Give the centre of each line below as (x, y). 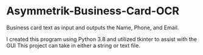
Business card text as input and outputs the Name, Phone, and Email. (93, 27)
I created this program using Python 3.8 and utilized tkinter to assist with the (102, 39)
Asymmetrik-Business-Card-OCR (93, 11)
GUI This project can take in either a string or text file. (74, 45)
